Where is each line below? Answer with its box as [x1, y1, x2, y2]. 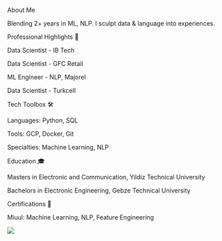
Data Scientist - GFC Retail [7, 60, 83, 68]
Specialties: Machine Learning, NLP [7, 143, 110, 151]
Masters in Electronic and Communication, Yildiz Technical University [7, 173, 206, 181]
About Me [7, 6, 36, 14]
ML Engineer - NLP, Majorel [7, 73, 87, 81]
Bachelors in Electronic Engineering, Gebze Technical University [7, 186, 191, 195]
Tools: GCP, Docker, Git [7, 130, 74, 138]
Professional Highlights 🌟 [7, 33, 79, 41]
